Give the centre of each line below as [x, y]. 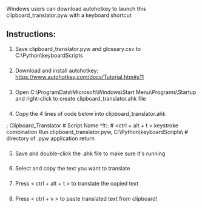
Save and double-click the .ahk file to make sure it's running [90, 153]
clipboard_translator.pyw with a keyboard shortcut [69, 15]
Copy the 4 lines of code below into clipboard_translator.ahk [90, 113]
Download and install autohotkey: [57, 70]
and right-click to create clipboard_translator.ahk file [80, 98]
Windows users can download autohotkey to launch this [76, 9]
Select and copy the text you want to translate [72, 169]
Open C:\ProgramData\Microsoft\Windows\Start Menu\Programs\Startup [106, 92]
